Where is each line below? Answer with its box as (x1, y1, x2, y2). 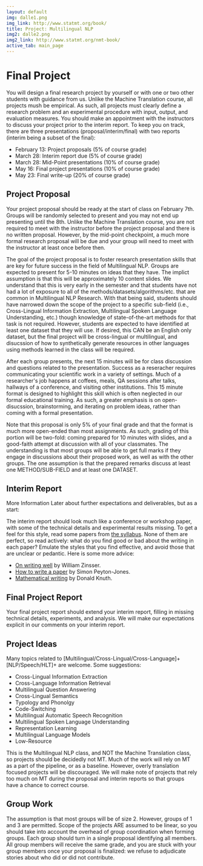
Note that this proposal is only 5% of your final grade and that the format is (6, 421, 193, 428)
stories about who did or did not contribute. (6, 853, 115, 861)
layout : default (6, 8, 47, 15)
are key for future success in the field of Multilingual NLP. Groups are (6, 262, 179, 269)
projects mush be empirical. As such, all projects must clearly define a (6, 101, 182, 109)
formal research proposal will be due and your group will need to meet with (6, 237, 194, 244)
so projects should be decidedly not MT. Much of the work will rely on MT (6, 756, 191, 763)
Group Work (6, 799, 53, 810)
